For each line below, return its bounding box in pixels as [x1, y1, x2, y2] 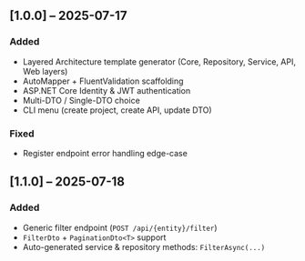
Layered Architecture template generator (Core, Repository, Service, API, [22, 55, 296, 67]
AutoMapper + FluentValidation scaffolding [22, 75, 184, 86]
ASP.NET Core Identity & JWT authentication [22, 85, 191, 95]
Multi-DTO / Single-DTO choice [22, 95, 141, 105]
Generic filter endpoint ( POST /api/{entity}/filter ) [22, 222, 218, 233]
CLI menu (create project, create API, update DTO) [22, 105, 212, 115]
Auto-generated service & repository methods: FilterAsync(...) [22, 241, 266, 252]
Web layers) [22, 65, 68, 76]
